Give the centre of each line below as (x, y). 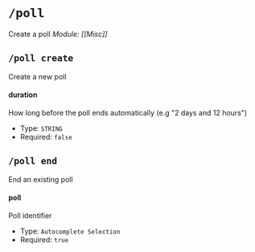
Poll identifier (30, 215)
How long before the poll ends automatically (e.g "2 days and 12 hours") (128, 112)
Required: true (44, 239)
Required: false (46, 136)
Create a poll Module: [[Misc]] (58, 34)
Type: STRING (41, 128)
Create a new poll (37, 76)
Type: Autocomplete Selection (70, 231)
